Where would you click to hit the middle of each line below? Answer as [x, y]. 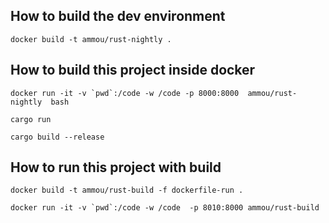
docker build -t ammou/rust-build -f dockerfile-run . [127, 190]
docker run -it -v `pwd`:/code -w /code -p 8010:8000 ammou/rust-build [165, 208]
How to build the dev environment [118, 16]
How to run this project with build [116, 167]
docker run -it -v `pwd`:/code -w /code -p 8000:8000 [125, 93]
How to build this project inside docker [133, 70]
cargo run [31, 119]
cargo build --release [57, 137]
